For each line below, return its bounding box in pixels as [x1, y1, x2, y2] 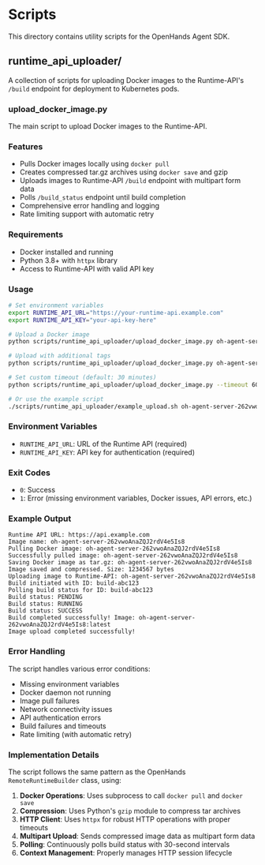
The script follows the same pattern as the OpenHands [8, 767, 186, 777]
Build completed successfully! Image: [8, 614, 136, 622]
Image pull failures [19, 696, 80, 706]
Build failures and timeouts [19, 721, 106, 731]
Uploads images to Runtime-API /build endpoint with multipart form [19, 176, 241, 185]
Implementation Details [8, 749, 100, 760]
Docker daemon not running [19, 687, 112, 697]
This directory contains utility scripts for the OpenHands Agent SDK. [8, 32, 230, 41]
